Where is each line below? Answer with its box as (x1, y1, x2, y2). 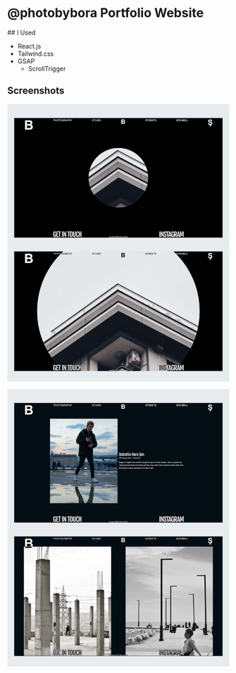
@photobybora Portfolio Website (7, 5, 204, 21)
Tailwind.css (17, 49, 54, 58)
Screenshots (7, 85, 65, 97)
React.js (17, 42, 42, 50)
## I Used (7, 28, 36, 37)
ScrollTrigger (27, 64, 66, 73)
